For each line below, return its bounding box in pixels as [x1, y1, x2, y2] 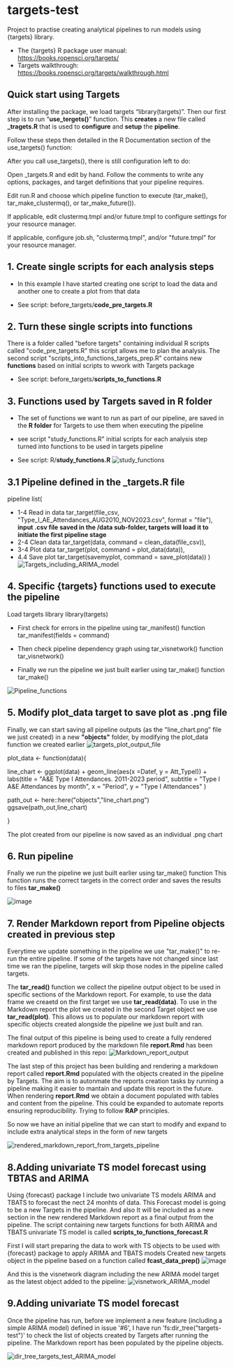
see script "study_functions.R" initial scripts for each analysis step [17, 435, 208, 443]
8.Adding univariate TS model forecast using [7, 1161, 207, 1173]
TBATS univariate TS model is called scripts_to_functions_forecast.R [7, 1228, 208, 1236]
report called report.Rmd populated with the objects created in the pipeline [7, 1069, 224, 1078]
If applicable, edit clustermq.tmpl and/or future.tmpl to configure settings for [7, 212, 227, 220]
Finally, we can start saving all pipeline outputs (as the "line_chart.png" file [7, 725, 222, 733]
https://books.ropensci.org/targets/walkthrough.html [17, 69, 169, 77]
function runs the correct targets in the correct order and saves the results [7, 876, 221, 885]
